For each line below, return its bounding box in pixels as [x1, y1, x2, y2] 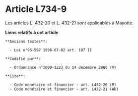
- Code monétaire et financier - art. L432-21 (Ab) [9, 87, 119, 92]
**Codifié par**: [5, 56, 41, 61]
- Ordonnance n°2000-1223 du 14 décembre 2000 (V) [9, 65, 117, 70]
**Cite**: [5, 73, 26, 79]
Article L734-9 [5, 3, 67, 15]
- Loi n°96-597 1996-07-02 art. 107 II [9, 48, 92, 52]
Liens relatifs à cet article [5, 29, 59, 35]
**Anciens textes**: [5, 39, 48, 44]
